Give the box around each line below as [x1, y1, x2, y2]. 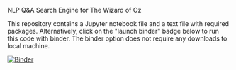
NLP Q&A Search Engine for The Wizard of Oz [7, 6, 142, 14]
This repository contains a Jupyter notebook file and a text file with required [7, 20, 229, 27]
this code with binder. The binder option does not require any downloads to [7, 34, 227, 43]
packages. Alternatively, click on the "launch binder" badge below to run [7, 27, 220, 35]
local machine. [7, 42, 50, 50]
